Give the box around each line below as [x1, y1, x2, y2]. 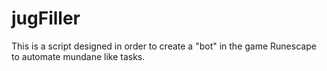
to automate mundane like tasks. [11, 50, 146, 62]
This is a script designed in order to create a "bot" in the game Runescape [11, 40, 317, 52]
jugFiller [11, 7, 81, 30]
